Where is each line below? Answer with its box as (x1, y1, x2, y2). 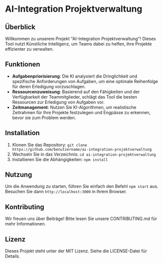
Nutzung (5, 171, 33, 179)
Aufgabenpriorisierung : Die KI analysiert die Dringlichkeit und (12, 73, 137, 79)
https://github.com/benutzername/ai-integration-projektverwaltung (12, 147, 152, 152)
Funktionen (5, 60, 40, 69)
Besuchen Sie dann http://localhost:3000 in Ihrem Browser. (5, 189, 127, 195)
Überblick (5, 23, 36, 31)
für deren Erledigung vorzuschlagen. (12, 83, 86, 89)
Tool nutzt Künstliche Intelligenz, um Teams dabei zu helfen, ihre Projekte (5, 41, 152, 47)
